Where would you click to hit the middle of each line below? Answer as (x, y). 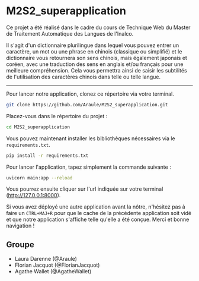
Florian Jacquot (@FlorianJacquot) (57, 265)
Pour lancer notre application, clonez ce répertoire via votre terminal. (90, 94)
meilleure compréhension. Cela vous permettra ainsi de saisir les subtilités (97, 70)
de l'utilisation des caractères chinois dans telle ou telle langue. (84, 77)
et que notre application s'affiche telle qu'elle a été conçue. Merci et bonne (98, 220)
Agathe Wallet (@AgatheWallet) (53, 271)
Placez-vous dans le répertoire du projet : (57, 116)
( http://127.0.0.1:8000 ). (33, 195)
